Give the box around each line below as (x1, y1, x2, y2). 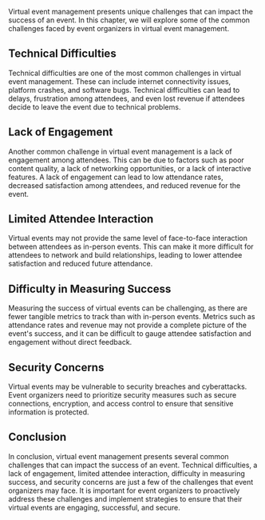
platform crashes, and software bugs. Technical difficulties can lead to (8, 85, 240, 94)
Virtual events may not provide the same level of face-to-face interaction (8, 234, 247, 243)
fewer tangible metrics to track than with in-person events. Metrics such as (8, 312, 255, 322)
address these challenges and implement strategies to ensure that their (8, 494, 243, 503)
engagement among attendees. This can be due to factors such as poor (8, 155, 245, 165)
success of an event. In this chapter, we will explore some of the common (8, 15, 250, 25)
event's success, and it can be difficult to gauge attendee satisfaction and (8, 329, 251, 338)
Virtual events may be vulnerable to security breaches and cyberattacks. (8, 382, 247, 391)
